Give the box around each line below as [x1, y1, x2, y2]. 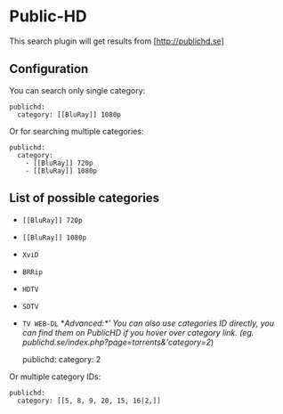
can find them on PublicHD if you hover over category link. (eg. [21, 327, 255, 337]
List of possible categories [9, 191, 160, 206]
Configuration [9, 61, 89, 77]
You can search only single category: [9, 85, 146, 95]
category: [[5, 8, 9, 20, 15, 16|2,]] [17, 396, 162, 405]
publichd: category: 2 [21, 353, 101, 364]
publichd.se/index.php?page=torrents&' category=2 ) [21, 337, 214, 347]
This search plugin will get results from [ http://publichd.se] [9, 36, 224, 46]
